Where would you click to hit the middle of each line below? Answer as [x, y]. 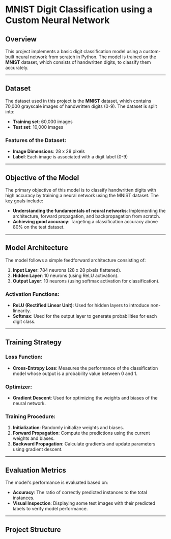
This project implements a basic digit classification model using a [74, 51]
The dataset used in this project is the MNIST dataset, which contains [78, 101]
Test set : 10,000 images [38, 127]
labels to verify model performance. [50, 509]
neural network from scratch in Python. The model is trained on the [86, 57]
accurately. [17, 68]
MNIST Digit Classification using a [79, 9]
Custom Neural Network [58, 20]
